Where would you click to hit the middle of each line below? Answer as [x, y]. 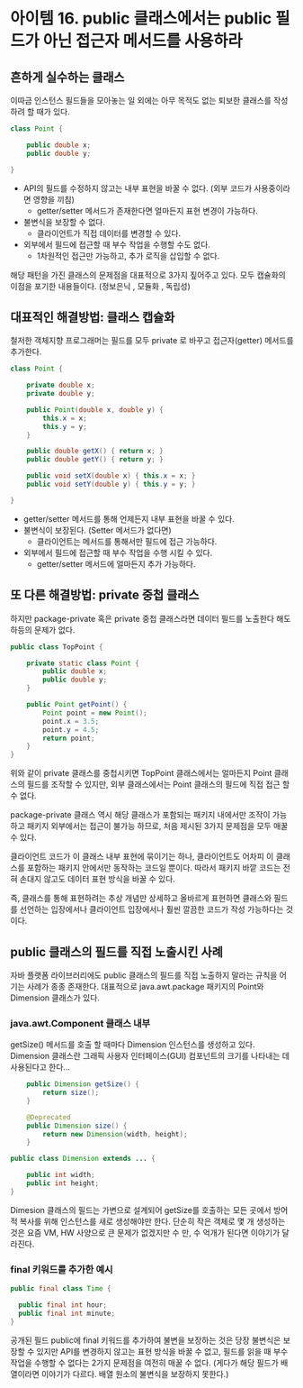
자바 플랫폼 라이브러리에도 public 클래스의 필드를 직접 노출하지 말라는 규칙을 [144, 975]
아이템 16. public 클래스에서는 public [141, 18]
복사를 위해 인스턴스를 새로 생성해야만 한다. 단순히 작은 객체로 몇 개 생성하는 [152, 1221]
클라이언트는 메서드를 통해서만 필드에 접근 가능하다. [127, 541]
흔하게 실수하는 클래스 [67, 77]
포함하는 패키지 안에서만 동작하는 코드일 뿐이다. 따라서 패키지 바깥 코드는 [154, 868]
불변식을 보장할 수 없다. [64, 222]
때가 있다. [53, 112]
